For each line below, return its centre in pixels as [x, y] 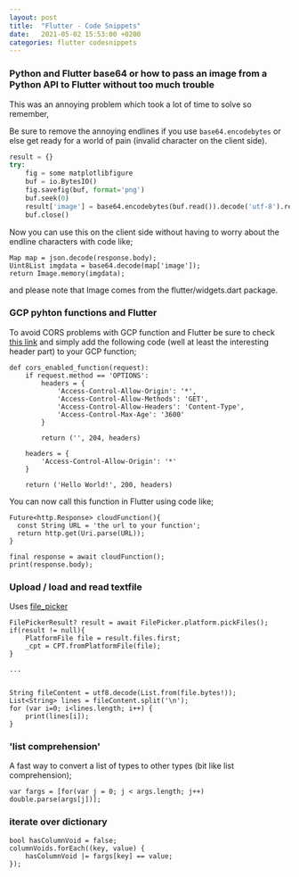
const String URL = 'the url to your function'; [109, 525]
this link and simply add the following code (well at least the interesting [139, 342]
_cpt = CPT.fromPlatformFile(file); [93, 646]
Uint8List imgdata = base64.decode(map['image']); [105, 265]
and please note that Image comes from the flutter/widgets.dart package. [144, 290]
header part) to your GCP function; [73, 351]
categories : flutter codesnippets [73, 42]
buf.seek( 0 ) [47, 198]
